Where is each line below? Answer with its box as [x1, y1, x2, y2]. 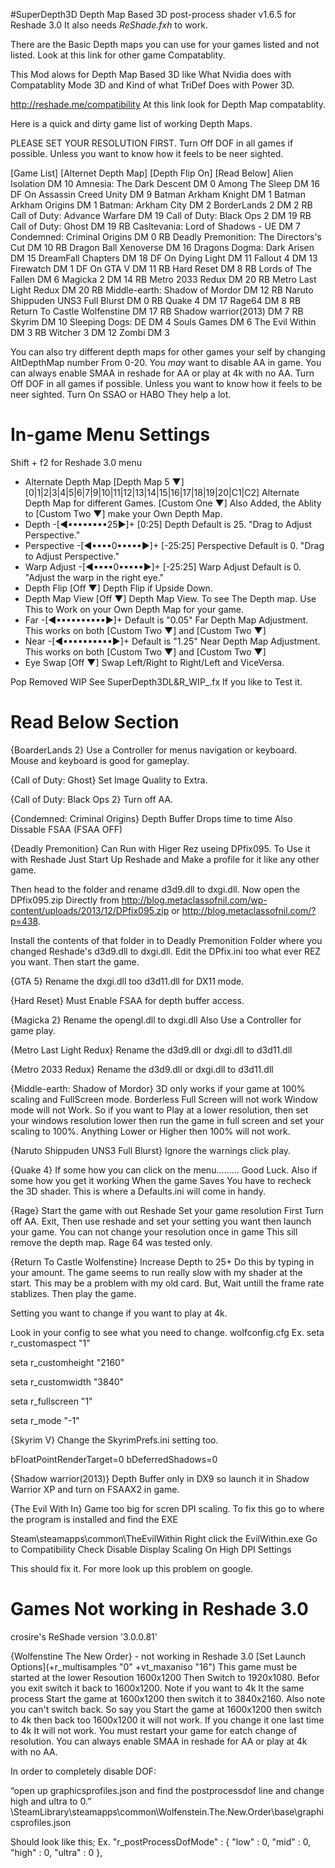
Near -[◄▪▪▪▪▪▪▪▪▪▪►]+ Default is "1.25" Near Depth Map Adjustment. [24, 635, 321, 647]
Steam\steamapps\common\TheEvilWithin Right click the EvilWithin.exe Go [10, 1532, 318, 1544]
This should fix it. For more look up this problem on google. [10, 1562, 254, 1574]
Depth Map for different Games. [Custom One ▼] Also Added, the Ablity [24, 497, 322, 509]
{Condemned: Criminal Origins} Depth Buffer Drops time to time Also [10, 812, 293, 824]
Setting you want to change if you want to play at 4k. [10, 1307, 228, 1319]
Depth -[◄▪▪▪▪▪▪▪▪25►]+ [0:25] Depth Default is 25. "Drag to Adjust [24, 518, 312, 530]
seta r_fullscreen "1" [10, 1395, 93, 1407]
